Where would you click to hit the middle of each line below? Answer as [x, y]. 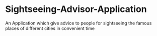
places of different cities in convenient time [50, 28]
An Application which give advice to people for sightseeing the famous [78, 23]
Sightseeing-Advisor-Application [76, 9]
